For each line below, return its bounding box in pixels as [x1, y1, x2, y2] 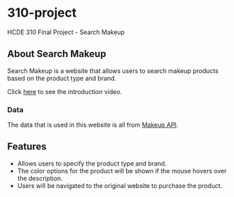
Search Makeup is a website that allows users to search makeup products [7, 66, 219, 74]
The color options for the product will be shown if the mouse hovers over [17, 166, 227, 175]
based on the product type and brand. [7, 74, 117, 82]
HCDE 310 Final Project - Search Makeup [7, 28, 125, 36]
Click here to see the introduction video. [7, 87, 123, 95]
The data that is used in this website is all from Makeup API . [7, 120, 179, 129]
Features [7, 141, 47, 152]
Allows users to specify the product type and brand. [17, 159, 167, 168]
